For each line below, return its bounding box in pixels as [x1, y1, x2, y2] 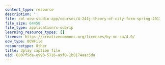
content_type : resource [5, 7, 54, 12]
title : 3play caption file [5, 48, 60, 53]
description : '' [5, 12, 38, 17]
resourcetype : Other [5, 43, 48, 48]
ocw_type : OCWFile [5, 39, 43, 44]
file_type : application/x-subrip [5, 25, 74, 30]
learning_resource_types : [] [5, 30, 65, 35]
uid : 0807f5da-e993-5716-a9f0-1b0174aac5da [5, 52, 96, 58]
